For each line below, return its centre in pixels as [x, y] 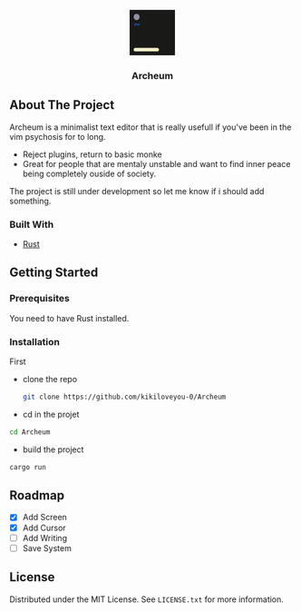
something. [30, 201]
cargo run [28, 467]
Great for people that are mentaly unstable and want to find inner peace [156, 163]
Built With [32, 224]
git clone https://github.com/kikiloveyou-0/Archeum [124, 397]
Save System [47, 548]
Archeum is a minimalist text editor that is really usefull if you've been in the [150, 127]
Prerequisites [39, 299]
